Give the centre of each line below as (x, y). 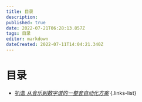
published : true (26, 22)
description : (22, 17)
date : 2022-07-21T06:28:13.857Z (45, 28)
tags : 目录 (18, 34)
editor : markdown (27, 39)
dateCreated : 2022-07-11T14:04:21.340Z (55, 45)
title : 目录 (20, 11)
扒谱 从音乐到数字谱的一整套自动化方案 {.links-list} (75, 93)
